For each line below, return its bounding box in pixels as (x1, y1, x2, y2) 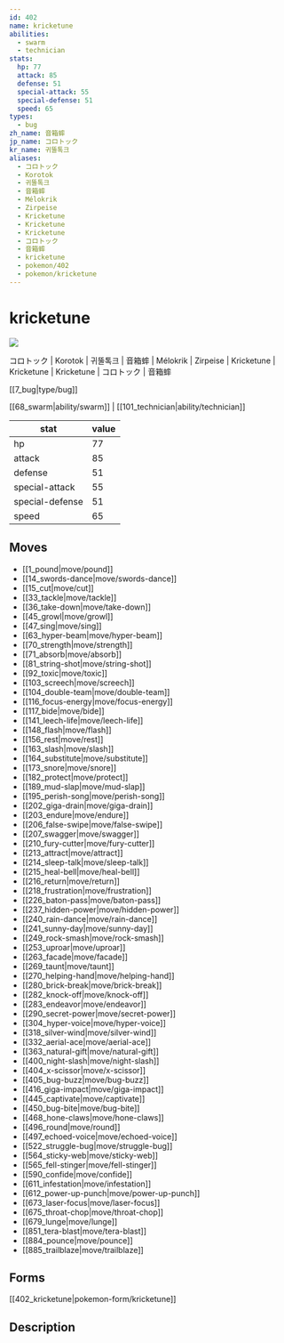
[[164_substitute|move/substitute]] (21, 753, 148, 764)
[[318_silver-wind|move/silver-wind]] (21, 1027, 157, 1038)
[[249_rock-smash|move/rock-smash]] (21, 932, 164, 943)
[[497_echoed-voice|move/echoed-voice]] (21, 1131, 177, 1142)
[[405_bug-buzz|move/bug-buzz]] (21, 1074, 149, 1085)
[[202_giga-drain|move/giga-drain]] (21, 800, 154, 811)
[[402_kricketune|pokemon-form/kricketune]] (9, 1294, 177, 1305)
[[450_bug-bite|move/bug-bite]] (21, 1103, 140, 1113)
